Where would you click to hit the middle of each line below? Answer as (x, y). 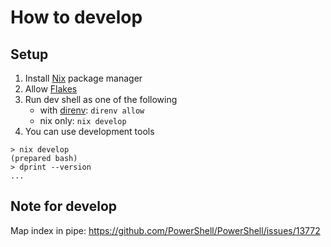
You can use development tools (89, 131)
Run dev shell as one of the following (101, 99)
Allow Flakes (51, 89)
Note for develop (64, 206)
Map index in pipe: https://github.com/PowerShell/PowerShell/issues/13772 (165, 230)
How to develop (76, 17)
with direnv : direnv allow (92, 110)
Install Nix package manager (83, 78)
